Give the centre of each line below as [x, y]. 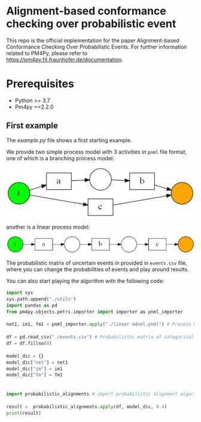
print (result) [24, 413]
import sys [20, 293]
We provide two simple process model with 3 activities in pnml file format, [97, 152]
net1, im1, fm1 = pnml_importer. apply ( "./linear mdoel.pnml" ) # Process [99, 324]
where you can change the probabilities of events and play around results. [98, 270]
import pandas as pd [32, 305]
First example [32, 126]
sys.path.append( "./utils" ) [41, 299]
